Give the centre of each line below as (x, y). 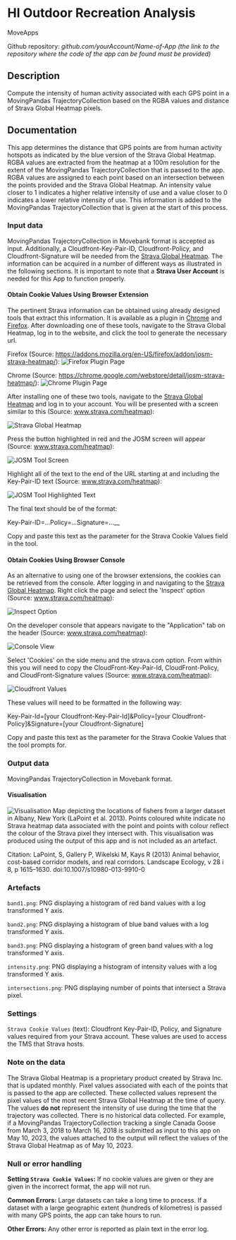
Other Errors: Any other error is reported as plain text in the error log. (108, 1229)
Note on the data (36, 1063)
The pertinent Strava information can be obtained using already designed (114, 311)
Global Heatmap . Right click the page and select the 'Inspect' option (106, 591)
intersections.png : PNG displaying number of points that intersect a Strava (117, 988)
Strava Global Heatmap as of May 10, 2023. (70, 1145)
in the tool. (23, 544)
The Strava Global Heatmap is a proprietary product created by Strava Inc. (115, 1077)
